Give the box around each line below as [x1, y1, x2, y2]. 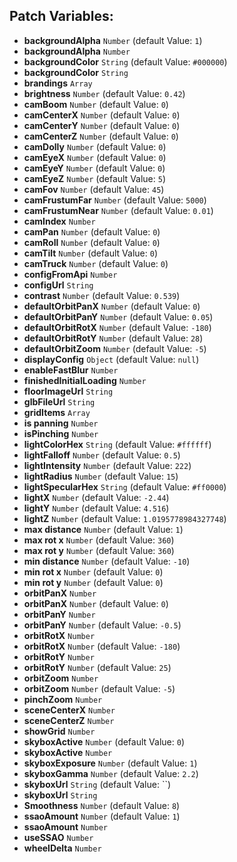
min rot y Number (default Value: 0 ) [23, 576, 164, 588]
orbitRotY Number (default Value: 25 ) [23, 661, 172, 673]
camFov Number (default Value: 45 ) [23, 183, 165, 195]
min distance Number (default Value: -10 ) [23, 555, 191, 567]
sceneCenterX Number [23, 704, 116, 716]
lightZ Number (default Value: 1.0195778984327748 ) [23, 512, 227, 524]
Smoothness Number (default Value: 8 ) [23, 799, 181, 811]
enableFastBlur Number [23, 364, 119, 376]
